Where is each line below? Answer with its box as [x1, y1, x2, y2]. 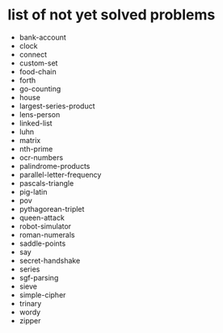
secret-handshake [19, 255, 81, 265]
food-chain [19, 66, 57, 76]
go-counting [19, 83, 61, 94]
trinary [19, 298, 42, 308]
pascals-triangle [19, 178, 74, 188]
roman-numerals [19, 230, 75, 239]
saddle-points [19, 238, 66, 248]
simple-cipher [19, 289, 66, 300]
